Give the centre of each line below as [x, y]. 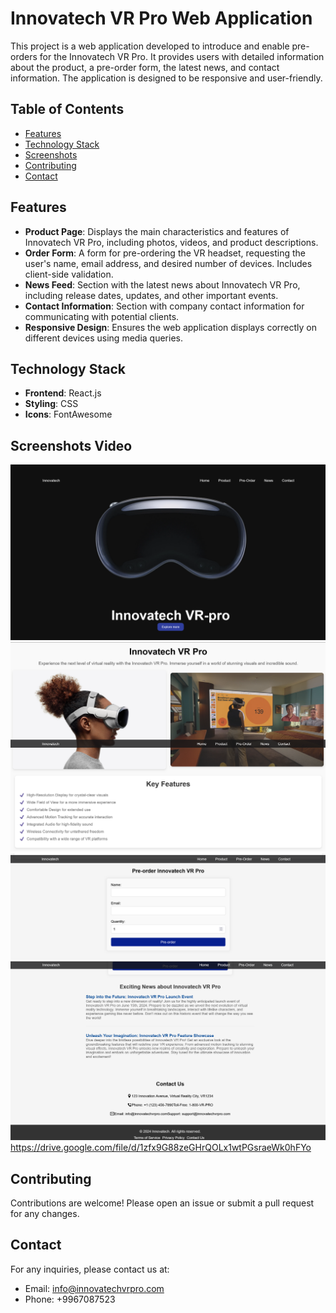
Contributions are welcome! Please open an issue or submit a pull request [162, 1203]
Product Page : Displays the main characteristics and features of [157, 231]
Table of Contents [67, 109]
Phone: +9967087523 [70, 1299]
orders [24, 56]
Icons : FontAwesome [68, 414]
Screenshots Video [71, 445]
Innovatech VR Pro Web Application [161, 18]
